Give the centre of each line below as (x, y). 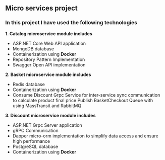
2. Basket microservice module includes (48, 74)
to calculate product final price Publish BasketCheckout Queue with (83, 100)
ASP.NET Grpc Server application (47, 125)
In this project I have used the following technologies (71, 23)
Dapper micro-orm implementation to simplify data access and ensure (86, 136)
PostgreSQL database (35, 146)
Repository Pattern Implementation (49, 59)
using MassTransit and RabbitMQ (47, 106)
